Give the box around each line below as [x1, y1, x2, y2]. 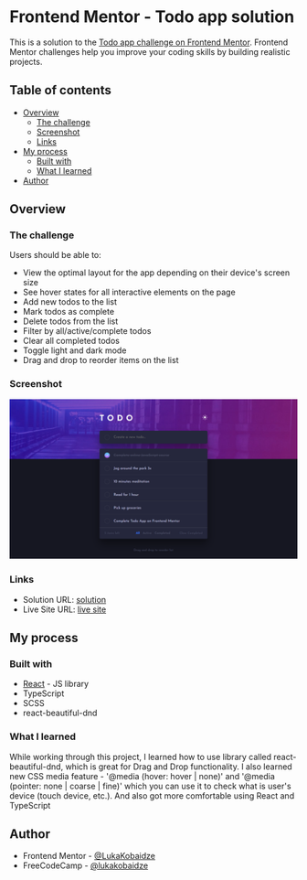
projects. [9, 56, 43, 67]
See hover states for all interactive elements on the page [22, 286, 236, 298]
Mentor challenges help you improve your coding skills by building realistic [9, 46, 291, 57]
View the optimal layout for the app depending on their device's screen [22, 267, 291, 278]
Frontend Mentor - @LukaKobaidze [22, 851, 155, 862]
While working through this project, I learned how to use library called [9, 751, 272, 762]
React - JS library [22, 679, 90, 690]
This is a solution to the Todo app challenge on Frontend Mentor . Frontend [9, 37, 289, 48]
